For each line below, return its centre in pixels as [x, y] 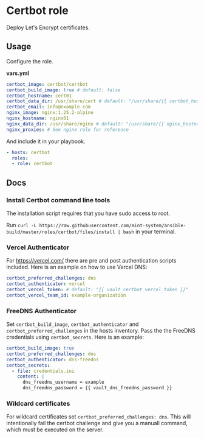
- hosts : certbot [28, 152]
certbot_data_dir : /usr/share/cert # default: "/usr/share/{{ [87, 101]
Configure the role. [30, 61]
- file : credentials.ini [43, 371]
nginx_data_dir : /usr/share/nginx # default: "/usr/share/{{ [85, 124]
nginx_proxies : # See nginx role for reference [68, 129]
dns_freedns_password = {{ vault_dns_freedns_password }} [97, 388]
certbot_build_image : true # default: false [63, 90]
